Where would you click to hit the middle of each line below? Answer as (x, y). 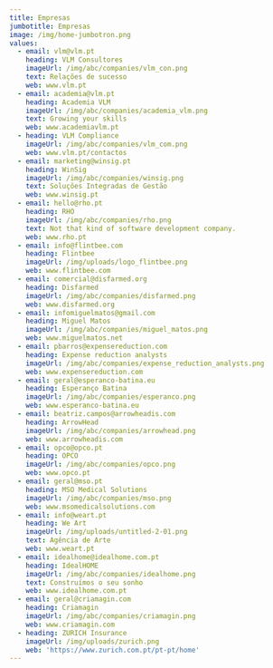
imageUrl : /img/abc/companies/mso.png (99, 498)
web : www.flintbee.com (68, 271)
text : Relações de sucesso (76, 77)
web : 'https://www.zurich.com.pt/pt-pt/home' (113, 650)
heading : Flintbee (60, 254)
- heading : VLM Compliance (68, 136)
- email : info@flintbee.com (71, 246)
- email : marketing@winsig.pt (74, 161)
